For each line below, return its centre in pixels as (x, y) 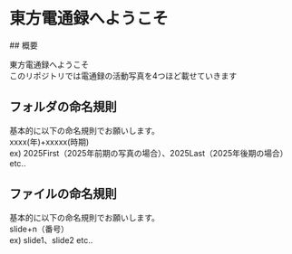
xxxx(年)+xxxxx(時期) (49, 142)
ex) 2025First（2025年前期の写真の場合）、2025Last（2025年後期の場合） (149, 153)
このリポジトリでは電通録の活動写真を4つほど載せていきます (123, 75)
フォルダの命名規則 (63, 107)
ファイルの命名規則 (63, 194)
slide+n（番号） (39, 229)
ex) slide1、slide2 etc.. (51, 240)
